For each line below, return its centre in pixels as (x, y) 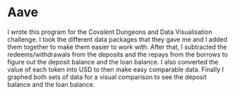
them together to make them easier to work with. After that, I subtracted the (117, 47)
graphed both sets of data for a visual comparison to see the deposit (107, 77)
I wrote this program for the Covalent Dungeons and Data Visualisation (110, 32)
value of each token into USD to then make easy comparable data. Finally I (116, 69)
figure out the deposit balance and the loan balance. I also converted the (113, 61)
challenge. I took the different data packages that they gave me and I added (117, 39)
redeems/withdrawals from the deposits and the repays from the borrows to (117, 54)
